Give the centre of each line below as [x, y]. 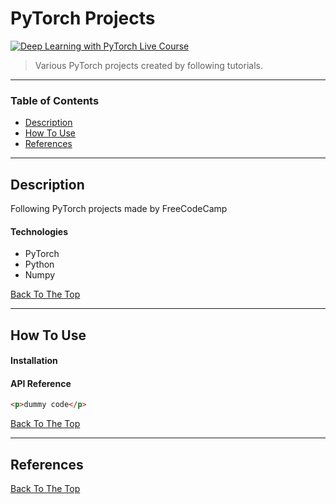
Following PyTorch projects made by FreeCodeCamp [119, 209]
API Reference [41, 383]
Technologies [39, 231]
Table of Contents [55, 100]
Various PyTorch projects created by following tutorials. [148, 65]
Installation [34, 361]
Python [39, 264]
